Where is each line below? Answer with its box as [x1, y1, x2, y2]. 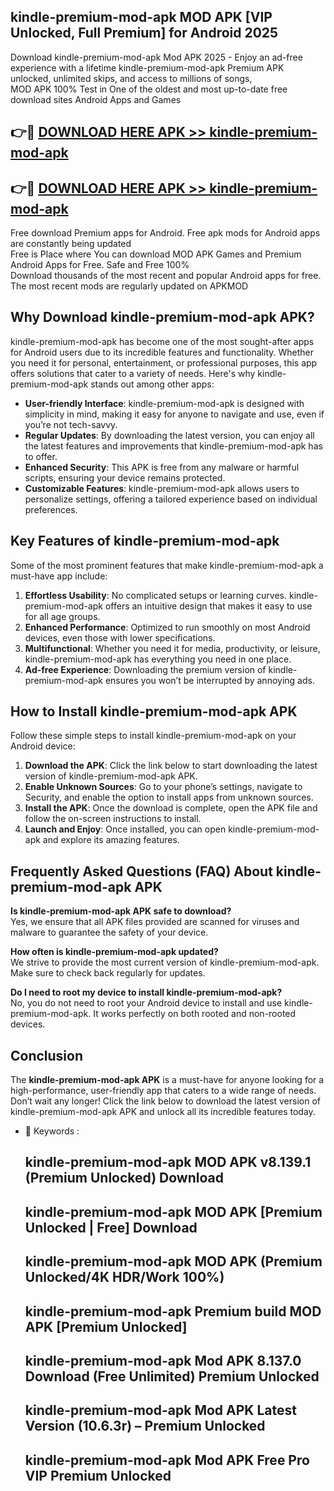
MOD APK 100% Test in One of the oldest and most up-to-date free [10, 83, 288, 95]
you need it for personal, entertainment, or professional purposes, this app [10, 356, 318, 369]
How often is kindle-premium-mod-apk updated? [10, 946, 219, 958]
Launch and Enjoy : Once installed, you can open [24, 823, 227, 835]
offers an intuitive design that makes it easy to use [104, 600, 313, 612]
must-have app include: [10, 570, 108, 582]
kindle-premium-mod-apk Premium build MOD [24, 1303, 322, 1320]
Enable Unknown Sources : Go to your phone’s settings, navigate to [24, 781, 303, 793]
